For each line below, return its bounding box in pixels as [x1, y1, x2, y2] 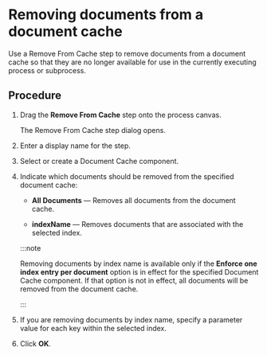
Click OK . [19, 338, 52, 348]
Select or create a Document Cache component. [19, 156, 179, 166]
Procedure [8, 89, 62, 103]
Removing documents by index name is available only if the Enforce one [19, 259, 257, 268]
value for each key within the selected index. [19, 323, 167, 333]
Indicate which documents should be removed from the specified [19, 171, 234, 181]
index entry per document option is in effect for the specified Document [19, 267, 259, 276]
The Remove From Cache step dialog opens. [19, 125, 166, 135]
